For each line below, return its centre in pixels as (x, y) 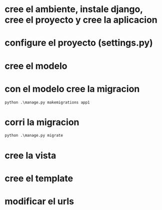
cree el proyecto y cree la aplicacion (81, 20)
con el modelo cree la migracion (72, 89)
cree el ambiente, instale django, (74, 9)
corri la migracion (42, 122)
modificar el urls (39, 201)
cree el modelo (36, 66)
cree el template (39, 178)
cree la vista (30, 155)
